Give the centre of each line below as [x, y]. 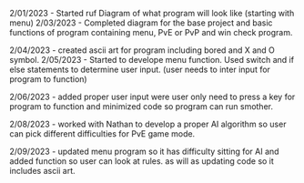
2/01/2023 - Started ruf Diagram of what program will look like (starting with [152, 13]
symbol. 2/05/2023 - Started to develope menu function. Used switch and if [152, 60]
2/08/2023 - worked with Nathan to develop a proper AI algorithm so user [148, 124]
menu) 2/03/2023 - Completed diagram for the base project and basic [141, 23]
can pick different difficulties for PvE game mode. [102, 134]
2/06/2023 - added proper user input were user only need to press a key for [152, 97]
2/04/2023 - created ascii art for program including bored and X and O [142, 50]
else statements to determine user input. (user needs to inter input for [140, 69]
